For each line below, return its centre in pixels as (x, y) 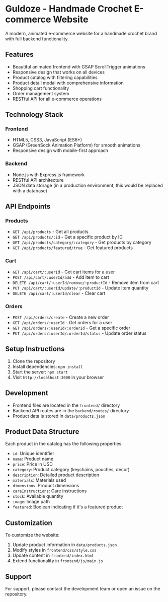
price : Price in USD (32, 464)
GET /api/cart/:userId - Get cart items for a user (64, 272)
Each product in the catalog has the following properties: (64, 444)
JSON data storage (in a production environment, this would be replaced (88, 185)
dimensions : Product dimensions (46, 486)
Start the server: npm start (40, 372)
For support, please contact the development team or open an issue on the (83, 589)
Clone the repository (34, 361)
